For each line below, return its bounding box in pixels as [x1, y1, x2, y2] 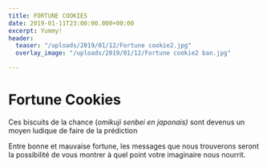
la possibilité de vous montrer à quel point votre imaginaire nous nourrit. [8, 149, 246, 159]
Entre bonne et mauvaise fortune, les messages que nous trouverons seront [8, 141, 259, 151]
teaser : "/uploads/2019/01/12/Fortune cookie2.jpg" [15, 42, 192, 50]
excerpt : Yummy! [8, 26, 63, 35]
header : [8, 34, 34, 43]
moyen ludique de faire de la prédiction [8, 125, 138, 135]
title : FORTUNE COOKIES [8, 11, 88, 20]
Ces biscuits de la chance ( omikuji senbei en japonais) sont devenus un [8, 117, 245, 127]
